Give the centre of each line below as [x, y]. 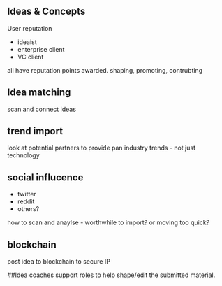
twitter [27, 194]
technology [23, 155]
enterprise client [41, 49]
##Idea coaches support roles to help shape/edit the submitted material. [111, 275]
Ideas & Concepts [46, 12]
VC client [30, 57]
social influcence [45, 177]
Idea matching [39, 93]
